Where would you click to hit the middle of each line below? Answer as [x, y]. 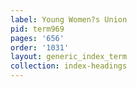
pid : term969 [37, 29]
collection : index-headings [69, 66]
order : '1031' [40, 47]
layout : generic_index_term [69, 57]
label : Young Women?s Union [69, 19]
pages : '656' [37, 38]
